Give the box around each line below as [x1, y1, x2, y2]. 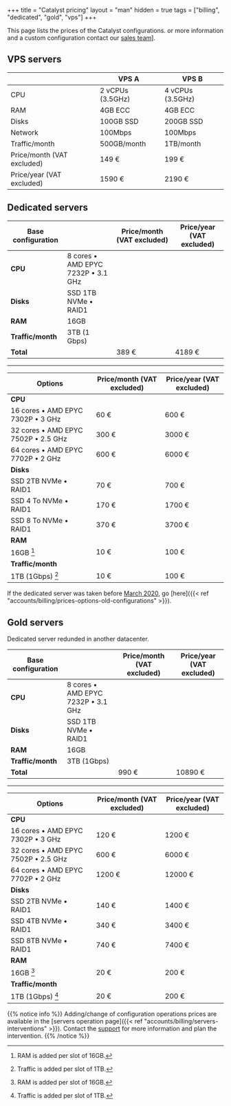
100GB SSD [99, 116, 139, 126]
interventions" [7, 1024, 47, 1032]
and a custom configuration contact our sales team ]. [7, 34, 156, 42]
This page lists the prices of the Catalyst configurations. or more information [7, 27, 224, 34]
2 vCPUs [99, 85, 129, 95]
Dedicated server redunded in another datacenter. [7, 635, 149, 643]
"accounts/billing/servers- [144, 1017, 219, 1025]
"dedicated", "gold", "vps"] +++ [7, 13, 97, 21]
